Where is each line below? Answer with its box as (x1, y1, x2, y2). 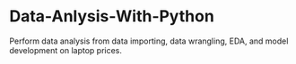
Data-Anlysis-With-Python (9, 6, 215, 27)
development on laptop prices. (9, 44, 123, 55)
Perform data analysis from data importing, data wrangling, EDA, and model (9, 36, 289, 46)
